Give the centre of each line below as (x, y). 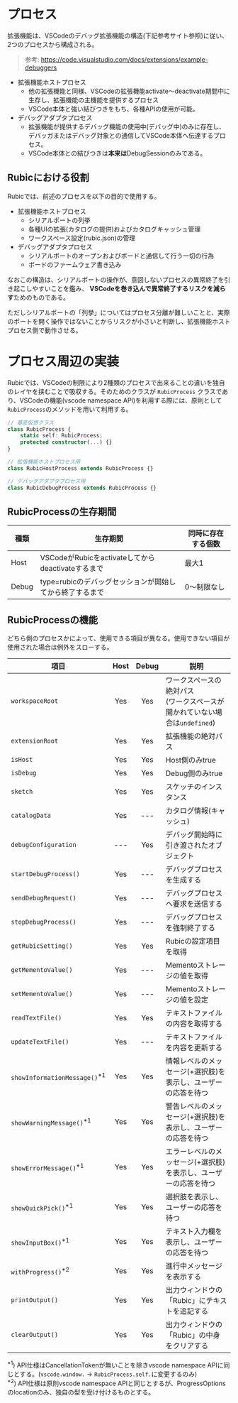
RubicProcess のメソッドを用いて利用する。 (70, 409)
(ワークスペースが (195, 701)
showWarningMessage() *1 (51, 1122)
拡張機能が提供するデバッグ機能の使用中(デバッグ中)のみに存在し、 (126, 126)
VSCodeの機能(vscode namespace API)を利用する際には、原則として (121, 400)
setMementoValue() (42, 994)
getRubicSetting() (42, 946)
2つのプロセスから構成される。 (53, 44)
